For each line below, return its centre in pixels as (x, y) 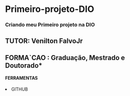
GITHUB (20, 89)
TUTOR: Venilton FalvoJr (44, 41)
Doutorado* (24, 65)
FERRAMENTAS (22, 78)
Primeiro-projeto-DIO (50, 9)
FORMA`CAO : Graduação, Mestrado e (65, 57)
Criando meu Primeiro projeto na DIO (50, 25)
